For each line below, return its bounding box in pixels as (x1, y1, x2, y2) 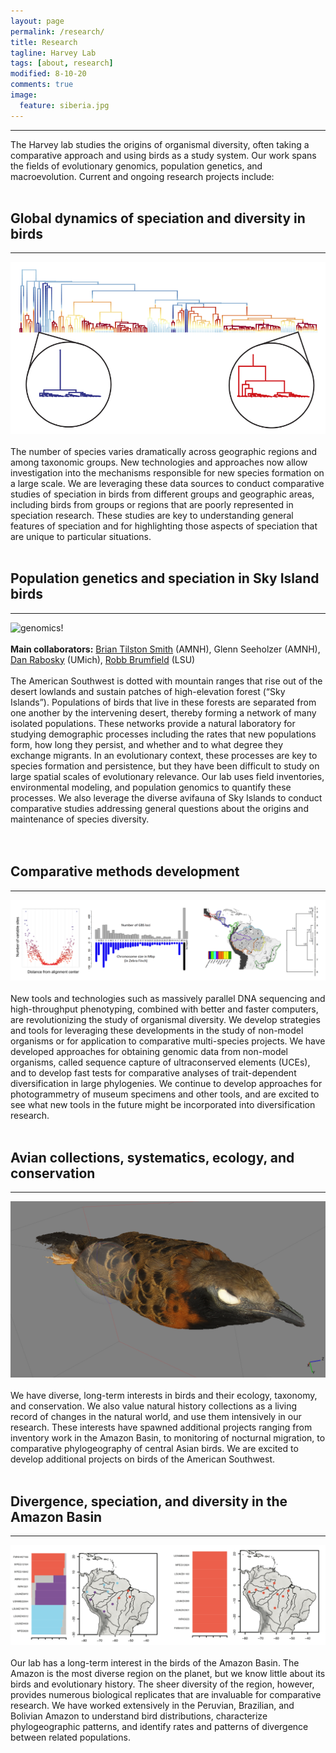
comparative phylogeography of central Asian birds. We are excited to (10, 1443, 299, 1455)
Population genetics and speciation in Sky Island (10, 570, 320, 587)
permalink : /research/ (10, 26, 105, 37)
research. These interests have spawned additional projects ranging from (10, 1421, 313, 1434)
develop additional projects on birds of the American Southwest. (10, 1453, 276, 1465)
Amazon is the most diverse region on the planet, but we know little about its (10, 1667, 326, 1679)
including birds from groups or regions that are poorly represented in (10, 498, 294, 510)
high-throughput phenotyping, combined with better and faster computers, (10, 1003, 319, 1015)
